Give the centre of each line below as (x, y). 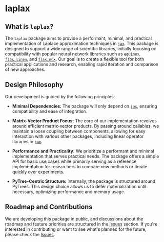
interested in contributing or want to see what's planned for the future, (76, 229)
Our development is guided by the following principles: (60, 96)
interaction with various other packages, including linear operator (78, 136)
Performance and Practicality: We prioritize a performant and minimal (83, 151)
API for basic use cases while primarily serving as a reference (74, 161)
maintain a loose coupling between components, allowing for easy (79, 131)
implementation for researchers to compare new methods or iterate (80, 166)
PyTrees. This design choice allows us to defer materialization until (79, 186)
